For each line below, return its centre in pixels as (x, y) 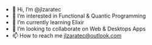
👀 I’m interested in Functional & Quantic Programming (79, 16)
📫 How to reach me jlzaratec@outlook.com (67, 36)
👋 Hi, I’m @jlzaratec (36, 9)
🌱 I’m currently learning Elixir (48, 22)
